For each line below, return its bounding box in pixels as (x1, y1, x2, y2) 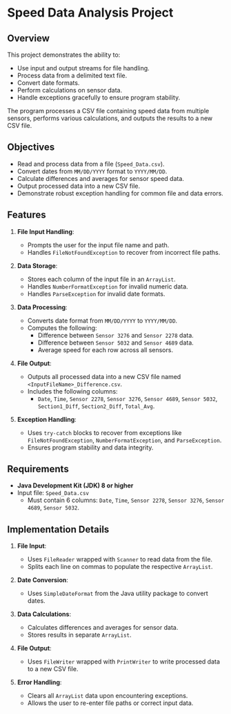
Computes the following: (27, 323, 98, 332)
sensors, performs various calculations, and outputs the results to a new (7, 114, 212, 122)
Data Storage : (17, 261, 58, 270)
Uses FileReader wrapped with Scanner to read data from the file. (27, 555, 212, 563)
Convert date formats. (17, 79, 80, 87)
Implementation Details (7, 523, 110, 535)
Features (7, 209, 46, 221)
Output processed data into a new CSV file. (17, 182, 141, 190)
